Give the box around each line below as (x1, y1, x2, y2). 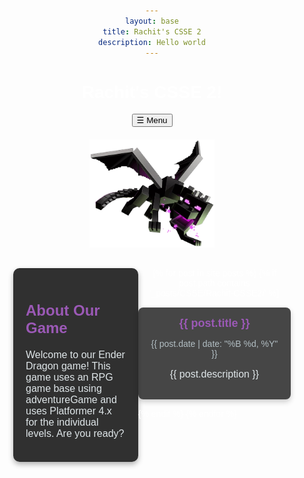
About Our (25, 301, 101, 320)
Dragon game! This (25, 360, 111, 372)
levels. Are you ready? (25, 427, 125, 439)
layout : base (125, 16, 179, 26)
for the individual (25, 416, 99, 428)
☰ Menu (136, 115, 168, 126)
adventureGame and (25, 393, 117, 405)
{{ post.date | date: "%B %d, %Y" (150, 338, 279, 350)
